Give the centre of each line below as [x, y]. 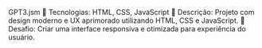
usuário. [22, 37]
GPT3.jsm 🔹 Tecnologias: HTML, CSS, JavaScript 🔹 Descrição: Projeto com [131, 12]
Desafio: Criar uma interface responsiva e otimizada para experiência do [127, 29]
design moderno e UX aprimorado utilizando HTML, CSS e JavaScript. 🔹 [127, 20]
